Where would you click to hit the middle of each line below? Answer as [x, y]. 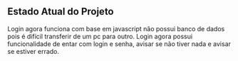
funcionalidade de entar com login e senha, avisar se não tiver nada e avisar [119, 44]
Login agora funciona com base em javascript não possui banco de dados [116, 28]
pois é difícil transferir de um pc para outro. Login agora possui [100, 36]
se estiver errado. [33, 51]
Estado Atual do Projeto [61, 12]
